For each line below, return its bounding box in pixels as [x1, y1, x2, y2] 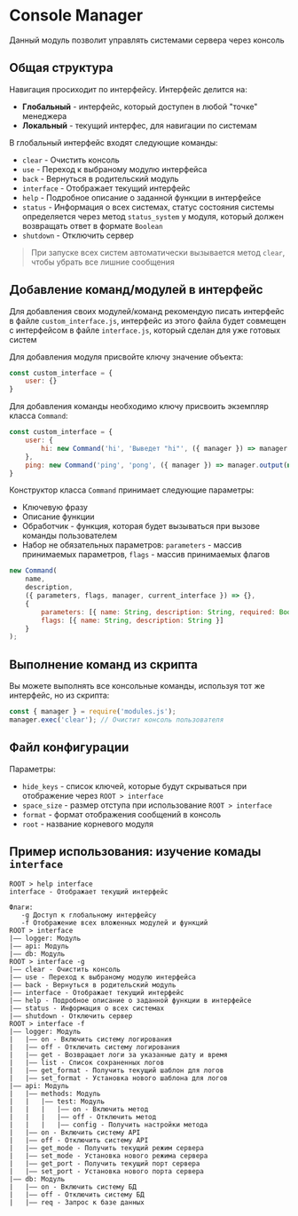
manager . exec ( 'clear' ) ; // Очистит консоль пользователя [9, 715, 224, 724]
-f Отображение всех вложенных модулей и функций [20, 918, 208, 928]
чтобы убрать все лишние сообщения [30, 257, 175, 267]
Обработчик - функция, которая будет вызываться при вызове [21, 521, 260, 532]
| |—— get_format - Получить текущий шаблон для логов [9, 1066, 224, 1075]
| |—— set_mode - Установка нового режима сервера [9, 1151, 208, 1160]
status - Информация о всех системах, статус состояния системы [21, 201, 275, 212]
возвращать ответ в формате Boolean [21, 220, 163, 231]
